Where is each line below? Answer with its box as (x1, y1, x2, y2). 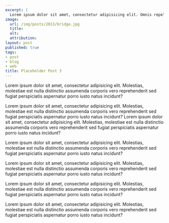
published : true (5, 45, 39, 50)
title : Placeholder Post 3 (5, 69, 62, 74)
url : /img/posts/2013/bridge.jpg (10, 21, 80, 27)
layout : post (5, 40, 33, 46)
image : (5, 17, 19, 22)
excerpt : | (5, 7, 28, 13)
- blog (5, 59, 19, 64)
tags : (5, 50, 17, 55)
